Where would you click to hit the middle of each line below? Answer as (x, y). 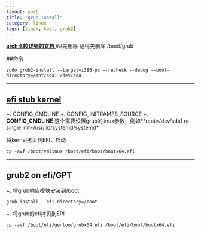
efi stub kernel (34, 99)
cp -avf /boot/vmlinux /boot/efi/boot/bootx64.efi (71, 151)
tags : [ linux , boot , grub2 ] (41, 28)
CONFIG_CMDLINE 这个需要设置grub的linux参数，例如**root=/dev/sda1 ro (98, 121)
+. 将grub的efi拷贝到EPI (35, 214)
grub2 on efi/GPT (39, 175)
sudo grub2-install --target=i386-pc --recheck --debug (77, 70)
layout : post (22, 12)
